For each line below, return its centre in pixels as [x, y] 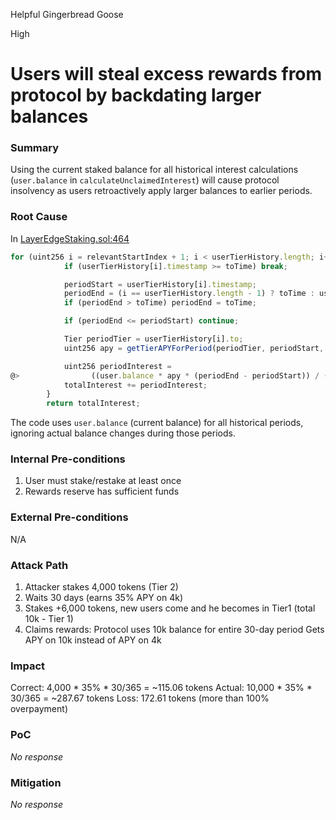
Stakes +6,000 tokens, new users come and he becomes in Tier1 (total [170, 608]
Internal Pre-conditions [68, 459]
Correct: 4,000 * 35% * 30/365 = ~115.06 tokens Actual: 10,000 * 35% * [161, 688]
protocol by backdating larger [136, 95]
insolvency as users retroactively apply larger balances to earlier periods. [161, 191]
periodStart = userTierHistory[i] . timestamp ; [160, 284]
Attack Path [39, 565]
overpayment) [39, 709]
